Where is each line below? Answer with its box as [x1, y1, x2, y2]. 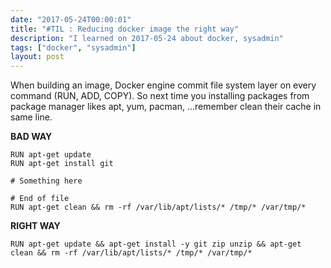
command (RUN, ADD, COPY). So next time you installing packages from [10, 90, 310, 102]
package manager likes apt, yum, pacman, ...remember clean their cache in [10, 101, 322, 113]
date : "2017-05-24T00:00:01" [10, 14, 132, 25]
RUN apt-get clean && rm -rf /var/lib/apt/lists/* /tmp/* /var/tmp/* [10, 202, 307, 213]
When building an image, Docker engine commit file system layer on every [10, 79, 317, 91]
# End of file [10, 194, 70, 204]
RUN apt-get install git [10, 159, 114, 169]
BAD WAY [10, 131, 53, 143]
